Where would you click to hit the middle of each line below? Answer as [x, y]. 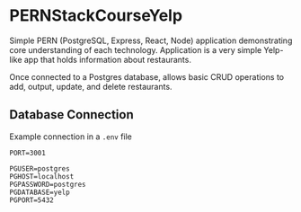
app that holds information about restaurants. [107, 59]
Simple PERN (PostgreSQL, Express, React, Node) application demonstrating [151, 40]
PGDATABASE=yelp [40, 192]
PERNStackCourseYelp [96, 16]
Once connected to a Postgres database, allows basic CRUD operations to [147, 76]
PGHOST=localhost [42, 176]
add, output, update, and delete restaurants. [91, 86]
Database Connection [71, 115]
